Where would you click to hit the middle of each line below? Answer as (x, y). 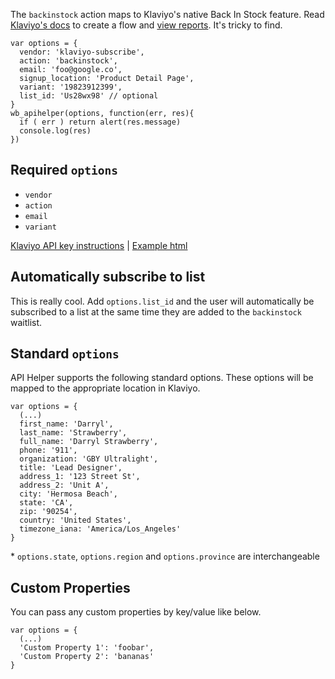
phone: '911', (48, 450)
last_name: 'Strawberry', (73, 433)
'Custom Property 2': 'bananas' (87, 657)
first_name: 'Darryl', (66, 424)
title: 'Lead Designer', (71, 468)
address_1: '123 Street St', (80, 477)
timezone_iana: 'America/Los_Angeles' (100, 529)
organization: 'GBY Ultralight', (89, 459)
